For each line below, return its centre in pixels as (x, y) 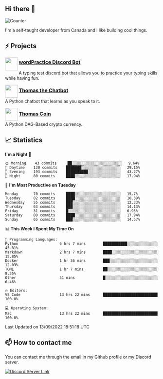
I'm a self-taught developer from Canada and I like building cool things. (76, 30)
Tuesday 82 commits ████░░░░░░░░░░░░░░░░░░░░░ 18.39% (72, 198)
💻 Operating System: (27, 308)
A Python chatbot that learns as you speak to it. (53, 101)
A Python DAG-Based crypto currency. (44, 124)
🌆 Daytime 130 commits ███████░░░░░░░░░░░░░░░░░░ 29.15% (72, 167)
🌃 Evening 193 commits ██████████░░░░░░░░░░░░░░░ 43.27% (72, 172)
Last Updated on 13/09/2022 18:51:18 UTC (47, 327)
